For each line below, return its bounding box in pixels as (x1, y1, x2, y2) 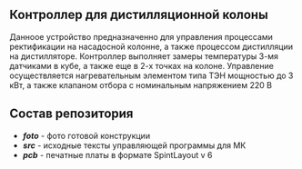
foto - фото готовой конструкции (22, 130, 151, 141)
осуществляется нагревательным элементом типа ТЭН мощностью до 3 (9, 70, 294, 81)
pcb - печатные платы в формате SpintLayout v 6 (22, 149, 213, 160)
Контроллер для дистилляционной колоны (9, 7, 268, 23)
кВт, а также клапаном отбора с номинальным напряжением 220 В (9, 79, 273, 90)
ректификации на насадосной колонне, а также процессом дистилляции (9, 41, 294, 52)
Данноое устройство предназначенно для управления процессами (9, 31, 273, 42)
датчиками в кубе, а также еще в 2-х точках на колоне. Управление (9, 60, 275, 71)
